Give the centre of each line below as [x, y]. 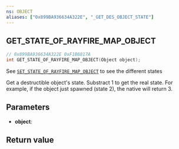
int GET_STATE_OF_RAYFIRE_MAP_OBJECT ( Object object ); [74, 60]
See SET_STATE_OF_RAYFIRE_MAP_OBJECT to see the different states [84, 71]
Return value [30, 140]
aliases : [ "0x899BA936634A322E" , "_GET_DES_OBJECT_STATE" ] [80, 17]
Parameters [28, 107]
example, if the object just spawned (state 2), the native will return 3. [89, 89]
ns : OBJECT [19, 11]
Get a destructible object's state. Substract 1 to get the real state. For [89, 82]
